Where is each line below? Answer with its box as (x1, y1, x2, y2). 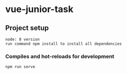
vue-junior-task (5, 4, 74, 15)
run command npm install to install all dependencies (5, 41, 122, 46)
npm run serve (5, 64, 36, 69)
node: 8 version (5, 37, 40, 42)
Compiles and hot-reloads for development (5, 53, 115, 60)
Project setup (5, 24, 49, 32)
